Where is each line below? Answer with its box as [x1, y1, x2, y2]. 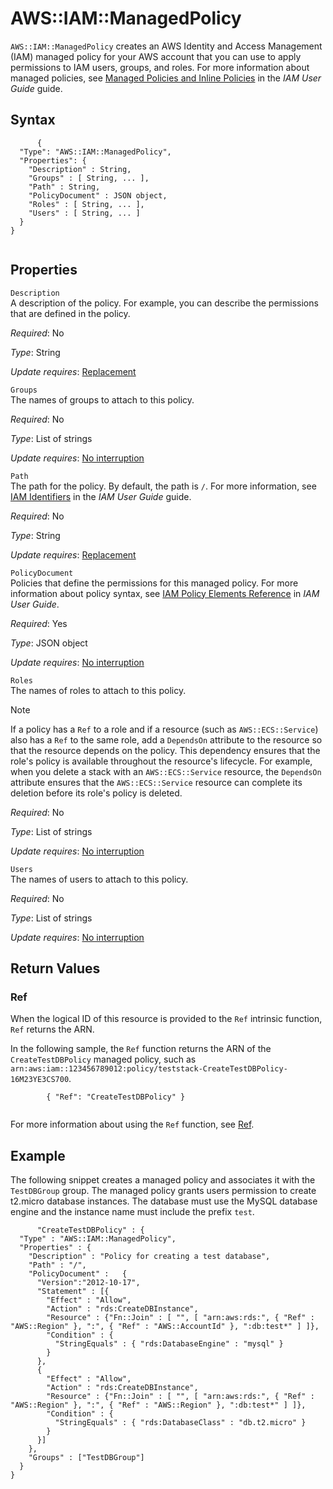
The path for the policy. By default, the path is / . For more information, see [10, 480, 317, 492]
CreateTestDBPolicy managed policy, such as [10, 1053, 197, 1066]
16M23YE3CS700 [10, 1075, 70, 1085]
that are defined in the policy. [10, 307, 131, 319]
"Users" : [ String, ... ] [28, 208, 141, 218]
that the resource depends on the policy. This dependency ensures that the [10, 744, 321, 756]
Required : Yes [10, 617, 68, 629]
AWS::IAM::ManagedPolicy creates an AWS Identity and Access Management [10, 40, 323, 52]
